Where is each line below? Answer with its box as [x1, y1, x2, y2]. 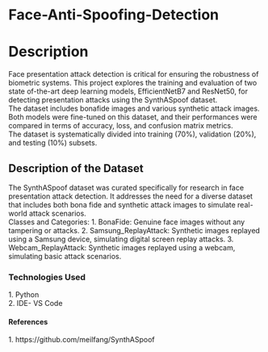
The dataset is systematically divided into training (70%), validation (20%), [8, 129, 257, 139]
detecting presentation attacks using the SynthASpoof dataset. [8, 95, 218, 105]
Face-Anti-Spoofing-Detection [8, 6, 220, 24]
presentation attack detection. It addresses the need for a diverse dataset [8, 191, 253, 201]
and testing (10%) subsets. [8, 138, 98, 148]
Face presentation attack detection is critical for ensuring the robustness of [8, 69, 259, 79]
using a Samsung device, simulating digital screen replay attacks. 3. [8, 234, 234, 244]
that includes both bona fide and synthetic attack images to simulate [8, 199, 236, 209]
